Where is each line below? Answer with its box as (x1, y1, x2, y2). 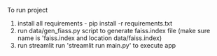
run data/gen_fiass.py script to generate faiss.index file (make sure (17, 27, 211, 35)
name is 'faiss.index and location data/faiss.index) (17, 34, 162, 42)
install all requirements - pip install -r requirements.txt (17, 19, 173, 27)
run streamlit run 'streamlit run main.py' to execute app (17, 41, 176, 49)
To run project (7, 6, 48, 14)
